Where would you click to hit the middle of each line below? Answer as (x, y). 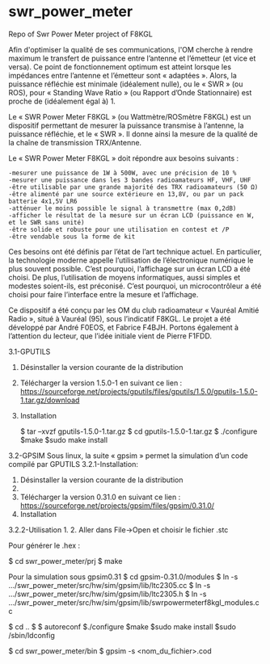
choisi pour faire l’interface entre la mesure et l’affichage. (103, 294)
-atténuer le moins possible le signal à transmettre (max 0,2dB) (122, 208)
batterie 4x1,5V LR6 (43, 201)
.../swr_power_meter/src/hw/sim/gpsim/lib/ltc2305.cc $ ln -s (110, 585)
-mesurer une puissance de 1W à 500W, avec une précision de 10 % (122, 173)
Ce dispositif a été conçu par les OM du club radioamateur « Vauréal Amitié (134, 310)
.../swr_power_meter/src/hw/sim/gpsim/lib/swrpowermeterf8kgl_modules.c (134, 602)
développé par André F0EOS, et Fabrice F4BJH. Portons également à (124, 327)
